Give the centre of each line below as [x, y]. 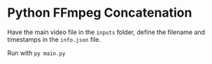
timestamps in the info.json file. [54, 39]
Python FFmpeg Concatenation [100, 13]
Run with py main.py [36, 53]
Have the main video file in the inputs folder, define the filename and [106, 32]
